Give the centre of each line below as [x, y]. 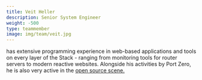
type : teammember [28, 29]
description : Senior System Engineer [54, 17]
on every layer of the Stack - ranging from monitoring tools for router [92, 58]
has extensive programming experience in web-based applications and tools [101, 51]
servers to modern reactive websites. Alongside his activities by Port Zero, [99, 64]
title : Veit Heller [31, 12]
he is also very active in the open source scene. [65, 70]
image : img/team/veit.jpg [39, 34]
